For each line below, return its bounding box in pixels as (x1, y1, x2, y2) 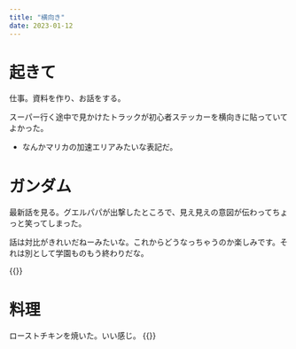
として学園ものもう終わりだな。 (32, 248, 149, 259)
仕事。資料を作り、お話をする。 (9, 93, 126, 104)
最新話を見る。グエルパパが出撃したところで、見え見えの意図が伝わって (9, 207, 273, 218)
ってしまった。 (32, 218, 87, 229)
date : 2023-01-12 (9, 21, 74, 30)
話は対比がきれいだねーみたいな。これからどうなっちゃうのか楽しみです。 (9, 237, 281, 248)
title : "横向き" (9, 12, 66, 22)
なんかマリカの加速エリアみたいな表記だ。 (21, 142, 178, 152)
